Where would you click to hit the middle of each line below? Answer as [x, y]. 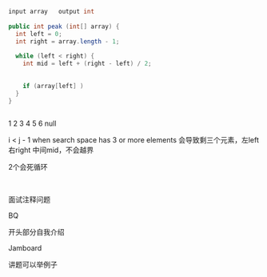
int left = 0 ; [39, 34]
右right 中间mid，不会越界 [51, 150]
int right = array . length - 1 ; [68, 41]
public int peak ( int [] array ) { [64, 26]
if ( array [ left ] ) [53, 86]
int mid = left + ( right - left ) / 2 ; [87, 64]
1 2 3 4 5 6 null [32, 123]
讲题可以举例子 [33, 265]
